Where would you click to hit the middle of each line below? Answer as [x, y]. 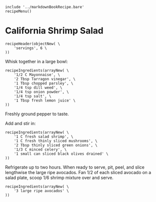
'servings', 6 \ [31, 48]
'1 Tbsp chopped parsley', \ [44, 83]
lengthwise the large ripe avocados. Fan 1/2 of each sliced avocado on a [78, 172]
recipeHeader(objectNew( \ [33, 44]
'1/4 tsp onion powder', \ [41, 92]
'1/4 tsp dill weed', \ [38, 88]
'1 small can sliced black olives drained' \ [61, 154]
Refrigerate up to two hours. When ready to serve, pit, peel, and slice [75, 167]
